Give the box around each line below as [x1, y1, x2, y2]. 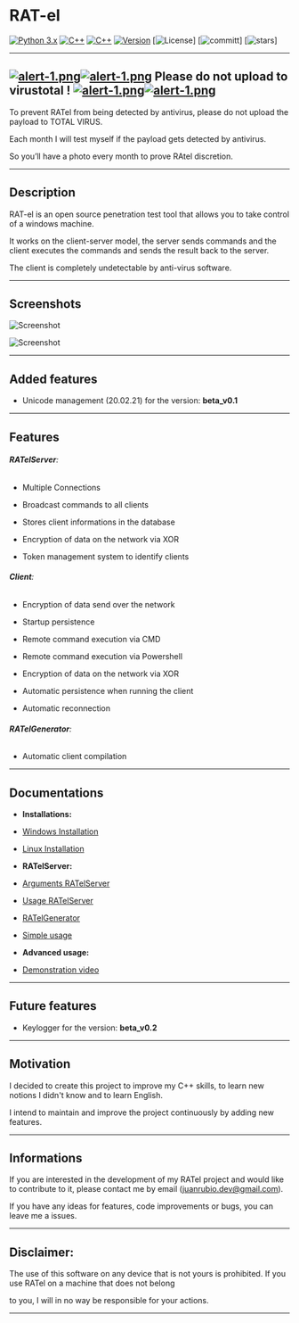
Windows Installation [21, 826, 99, 837]
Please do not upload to [154, 69, 288, 85]
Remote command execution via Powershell [21, 650, 183, 661]
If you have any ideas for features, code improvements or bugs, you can [9, 1201, 274, 1211]
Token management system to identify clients [21, 550, 190, 562]
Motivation [9, 1056, 71, 1071]
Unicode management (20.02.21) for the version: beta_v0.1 [21, 395, 238, 406]
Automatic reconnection [21, 702, 111, 714]
